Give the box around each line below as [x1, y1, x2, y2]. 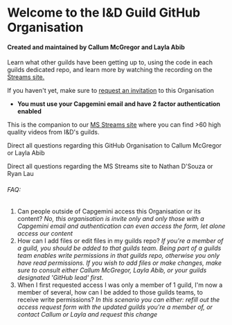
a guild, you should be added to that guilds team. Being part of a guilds [17, 244, 222, 252]
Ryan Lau [7, 170, 34, 178]
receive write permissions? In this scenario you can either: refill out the [17, 295, 220, 304]
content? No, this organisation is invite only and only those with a [17, 214, 204, 222]
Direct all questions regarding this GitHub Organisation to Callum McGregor [7, 141, 222, 150]
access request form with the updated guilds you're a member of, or [17, 303, 213, 311]
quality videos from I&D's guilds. [7, 128, 100, 137]
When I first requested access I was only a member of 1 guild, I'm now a [17, 281, 223, 289]
